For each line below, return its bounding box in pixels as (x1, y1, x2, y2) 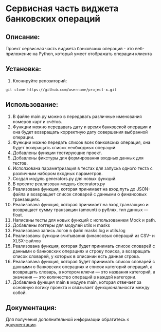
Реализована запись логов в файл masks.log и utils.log (12, 227, 126, 233)
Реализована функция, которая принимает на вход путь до (12, 186, 136, 192)
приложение (5, 51, 32, 57)
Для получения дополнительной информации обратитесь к (5, 316, 129, 322)
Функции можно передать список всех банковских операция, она (12, 139, 151, 145)
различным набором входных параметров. (12, 170, 103, 176)
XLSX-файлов (12, 237, 41, 244)
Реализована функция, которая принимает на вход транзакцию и (12, 201, 149, 207)
